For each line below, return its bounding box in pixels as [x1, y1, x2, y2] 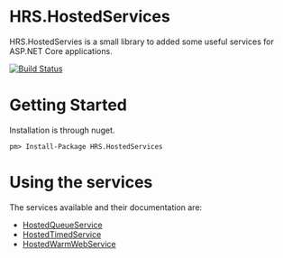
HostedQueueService [22, 219, 103, 230]
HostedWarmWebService [22, 238, 117, 249]
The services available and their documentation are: [9, 201, 203, 213]
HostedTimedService [22, 228, 102, 240]
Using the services [9, 172, 153, 193]
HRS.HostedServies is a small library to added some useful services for [9, 36, 275, 47]
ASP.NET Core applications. [9, 45, 113, 56]
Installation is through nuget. [9, 124, 115, 135]
